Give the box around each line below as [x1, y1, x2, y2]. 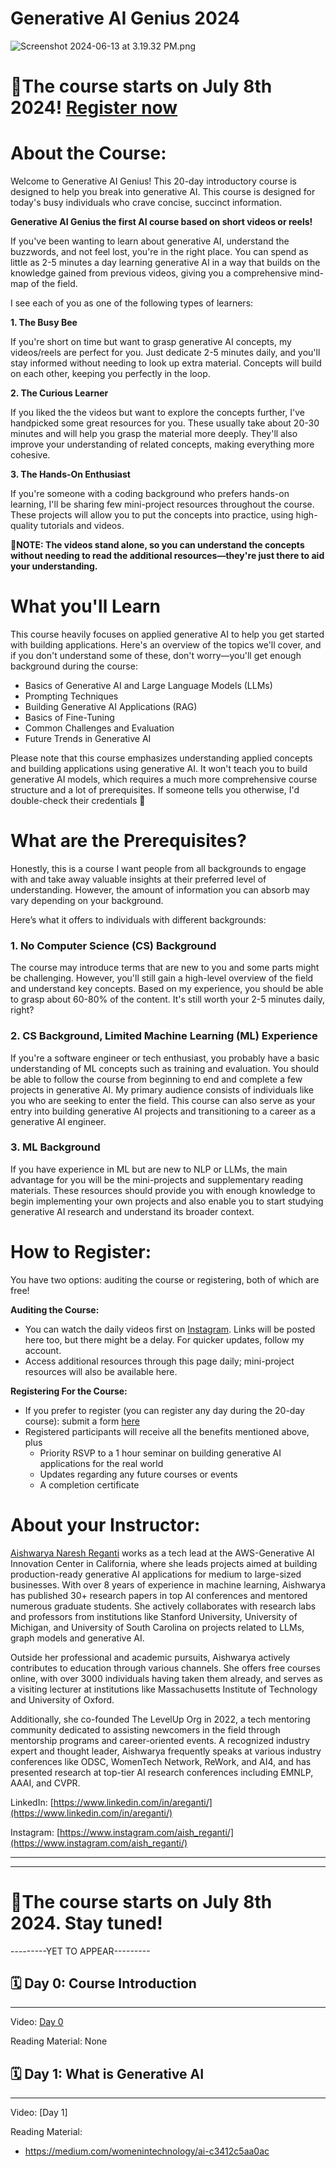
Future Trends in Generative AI [24, 733, 152, 744]
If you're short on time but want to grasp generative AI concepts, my [10, 336, 292, 348]
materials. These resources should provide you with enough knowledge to [10, 1184, 316, 1196]
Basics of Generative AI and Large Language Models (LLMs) [24, 680, 273, 691]
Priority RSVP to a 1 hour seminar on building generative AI [39, 1447, 282, 1459]
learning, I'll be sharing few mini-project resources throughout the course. [10, 498, 315, 511]
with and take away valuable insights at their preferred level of [10, 873, 267, 885]
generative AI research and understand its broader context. [10, 1205, 255, 1217]
